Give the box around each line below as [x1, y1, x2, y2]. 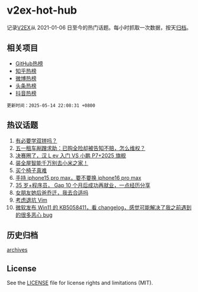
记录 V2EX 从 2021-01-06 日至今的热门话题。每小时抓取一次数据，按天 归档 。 [7, 24, 192, 31]
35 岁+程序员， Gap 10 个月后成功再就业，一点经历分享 [15, 182, 151, 189]
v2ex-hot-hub [7, 4, 78, 17]
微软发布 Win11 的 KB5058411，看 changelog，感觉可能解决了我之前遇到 [15, 204, 192, 211]
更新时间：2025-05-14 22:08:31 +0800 [7, 102, 95, 109]
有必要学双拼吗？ [15, 137, 58, 144]
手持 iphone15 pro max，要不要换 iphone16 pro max [15, 174, 142, 181]
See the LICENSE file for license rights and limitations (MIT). [7, 280, 154, 287]
